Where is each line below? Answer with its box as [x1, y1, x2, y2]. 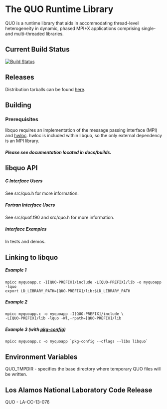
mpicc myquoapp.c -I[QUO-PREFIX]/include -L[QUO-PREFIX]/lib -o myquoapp [5, 279, 162, 285]
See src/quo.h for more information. [5, 190, 79, 196]
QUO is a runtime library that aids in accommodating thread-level [5, 20, 139, 26]
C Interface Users [5, 178, 43, 184]
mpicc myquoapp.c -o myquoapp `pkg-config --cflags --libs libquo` [5, 339, 149, 344]
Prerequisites [5, 116, 38, 123]
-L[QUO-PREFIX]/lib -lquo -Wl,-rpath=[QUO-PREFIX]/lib [5, 316, 122, 321]
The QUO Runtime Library [5, 4, 114, 15]
